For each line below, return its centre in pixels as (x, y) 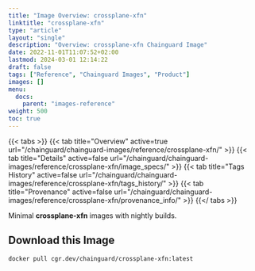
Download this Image (62, 240)
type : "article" (35, 30)
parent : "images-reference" (69, 104)
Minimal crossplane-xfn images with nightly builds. (93, 216)
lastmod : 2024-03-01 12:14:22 (58, 60)
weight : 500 (28, 112)
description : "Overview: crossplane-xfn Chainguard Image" (108, 45)
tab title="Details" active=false (58, 158)
